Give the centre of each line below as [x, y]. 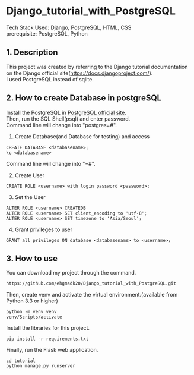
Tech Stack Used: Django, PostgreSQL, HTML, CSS [69, 27]
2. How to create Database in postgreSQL [84, 98]
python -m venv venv [32, 312]
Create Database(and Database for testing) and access [82, 136]
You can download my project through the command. [71, 273]
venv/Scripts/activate [34, 317]
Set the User [30, 197]
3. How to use [32, 258]
